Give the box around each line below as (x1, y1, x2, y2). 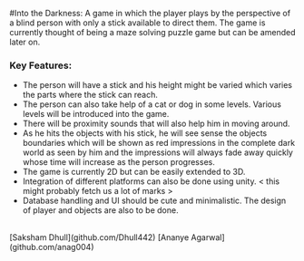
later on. (9, 36, 41, 47)
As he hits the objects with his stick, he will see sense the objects (22, 128, 268, 139)
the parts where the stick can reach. (22, 90, 159, 101)
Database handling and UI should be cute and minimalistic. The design (22, 195, 287, 207)
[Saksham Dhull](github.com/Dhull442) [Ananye (9, 232, 190, 243)
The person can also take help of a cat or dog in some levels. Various (22, 99, 281, 110)
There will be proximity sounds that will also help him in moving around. (22, 118, 290, 130)
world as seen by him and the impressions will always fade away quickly (22, 147, 293, 158)
